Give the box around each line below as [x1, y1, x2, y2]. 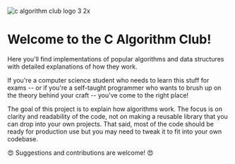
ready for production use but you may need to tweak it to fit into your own [7, 127, 222, 136]
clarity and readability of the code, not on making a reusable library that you [7, 112, 228, 120]
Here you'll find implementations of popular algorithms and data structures [7, 54, 224, 63]
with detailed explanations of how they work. [7, 62, 138, 71]
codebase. [7, 134, 39, 143]
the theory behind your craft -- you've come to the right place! [7, 90, 189, 99]
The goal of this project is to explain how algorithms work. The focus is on [7, 105, 222, 113]
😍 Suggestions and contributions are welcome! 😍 [7, 148, 154, 157]
